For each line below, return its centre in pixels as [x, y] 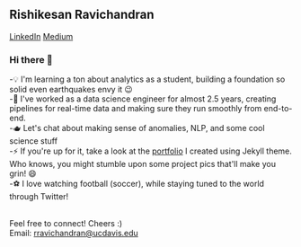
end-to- [278, 109]
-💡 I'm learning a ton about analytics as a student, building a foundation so [147, 79]
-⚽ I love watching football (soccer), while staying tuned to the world [137, 184]
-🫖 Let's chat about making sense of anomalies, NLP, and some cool [137, 128]
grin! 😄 [23, 173]
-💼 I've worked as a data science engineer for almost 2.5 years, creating [143, 99]
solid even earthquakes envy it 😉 [71, 90]
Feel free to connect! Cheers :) [66, 224]
